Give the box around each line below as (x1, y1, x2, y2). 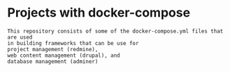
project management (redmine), (7, 46, 99, 53)
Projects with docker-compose (7, 5, 191, 21)
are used (7, 33, 33, 41)
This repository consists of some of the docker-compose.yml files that (7, 28, 224, 35)
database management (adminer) (7, 57, 99, 65)
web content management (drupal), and (7, 52, 120, 59)
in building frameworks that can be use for (7, 39, 139, 46)
